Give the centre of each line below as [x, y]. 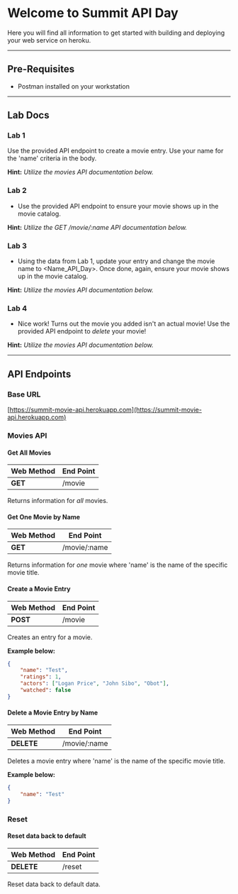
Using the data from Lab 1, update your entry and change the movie [116, 261]
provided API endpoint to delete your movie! [82, 331]
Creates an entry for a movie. [50, 637]
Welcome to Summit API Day [93, 13]
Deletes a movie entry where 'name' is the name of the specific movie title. [116, 761]
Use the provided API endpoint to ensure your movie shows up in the [118, 206]
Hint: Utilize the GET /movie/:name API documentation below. [97, 227]
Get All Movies [29, 453]
